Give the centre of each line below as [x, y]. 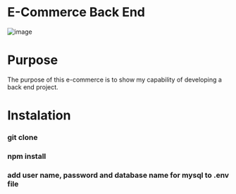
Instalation [39, 116]
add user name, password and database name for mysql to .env [118, 175]
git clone [23, 137]
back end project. [33, 87]
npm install [27, 156]
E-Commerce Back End [76, 12]
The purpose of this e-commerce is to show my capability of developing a [114, 79]
